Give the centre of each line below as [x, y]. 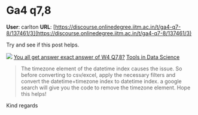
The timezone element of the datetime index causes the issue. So [101, 69]
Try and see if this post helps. [43, 45]
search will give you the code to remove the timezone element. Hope [106, 88]
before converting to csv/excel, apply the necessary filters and [98, 74]
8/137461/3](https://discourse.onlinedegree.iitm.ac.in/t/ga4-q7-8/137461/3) [99, 33]
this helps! [33, 94]
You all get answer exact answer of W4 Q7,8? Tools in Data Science [97, 57]
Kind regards [22, 105]
